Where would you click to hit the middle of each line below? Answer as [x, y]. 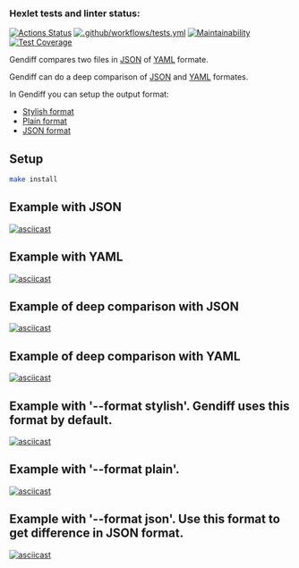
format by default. [61, 420]
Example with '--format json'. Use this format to [145, 519]
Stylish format [48, 112]
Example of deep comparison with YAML [125, 356]
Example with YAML [66, 257]
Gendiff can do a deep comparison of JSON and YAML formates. [129, 77]
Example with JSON [66, 207]
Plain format [44, 121]
